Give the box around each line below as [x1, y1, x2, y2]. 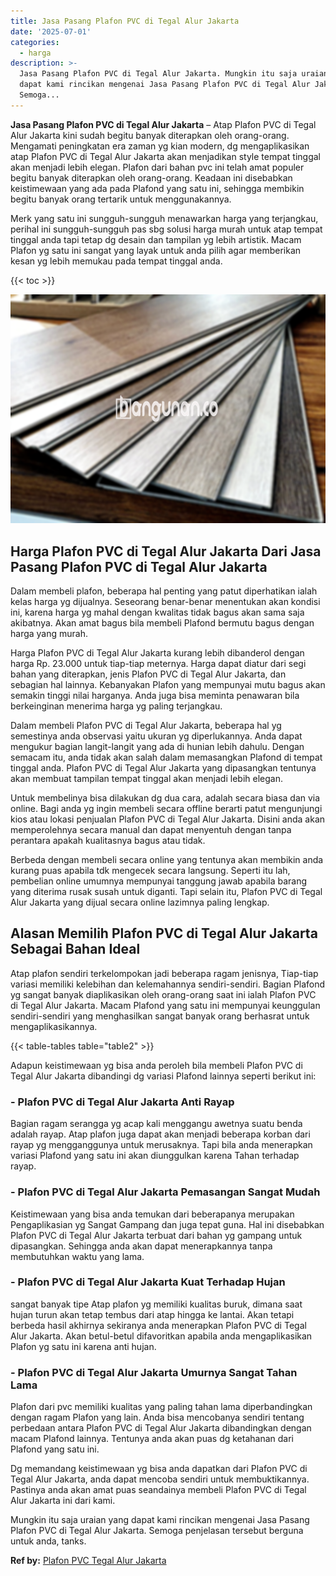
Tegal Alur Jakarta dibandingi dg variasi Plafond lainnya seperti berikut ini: [10, 1070, 317, 1082]
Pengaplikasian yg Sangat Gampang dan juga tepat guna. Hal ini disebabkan [10, 1218, 325, 1230]
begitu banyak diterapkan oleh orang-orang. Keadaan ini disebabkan [10, 171, 293, 184]
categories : [10, 37, 60, 47]
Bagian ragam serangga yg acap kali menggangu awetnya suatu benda [10, 1118, 303, 1130]
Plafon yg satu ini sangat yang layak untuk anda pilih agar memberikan [10, 244, 302, 256]
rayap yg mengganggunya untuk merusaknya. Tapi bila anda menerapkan [10, 1139, 313, 1151]
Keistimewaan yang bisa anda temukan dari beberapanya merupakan [10, 1208, 295, 1220]
